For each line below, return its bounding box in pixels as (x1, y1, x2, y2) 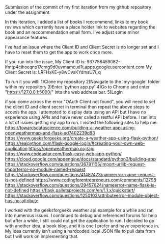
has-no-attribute (5, 198, 39, 203)
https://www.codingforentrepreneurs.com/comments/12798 (35, 177, 156, 183)
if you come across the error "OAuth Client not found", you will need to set (5, 99, 156, 105)
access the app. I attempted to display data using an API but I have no (5, 109, 146, 115)
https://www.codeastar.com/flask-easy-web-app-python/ (5, 151, 122, 157)
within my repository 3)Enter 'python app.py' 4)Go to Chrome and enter (5, 84, 150, 90)
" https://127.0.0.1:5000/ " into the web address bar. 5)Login (5, 89, 123, 95)
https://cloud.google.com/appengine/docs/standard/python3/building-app (5, 156, 156, 162)
